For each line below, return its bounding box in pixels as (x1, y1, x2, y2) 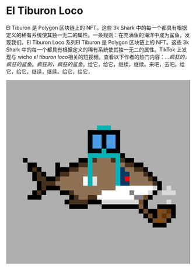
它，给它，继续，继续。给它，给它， (6, 68, 93, 75)
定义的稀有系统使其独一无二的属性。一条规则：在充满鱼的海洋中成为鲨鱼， (6, 31, 185, 39)
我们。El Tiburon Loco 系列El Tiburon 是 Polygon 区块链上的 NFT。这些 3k (10, 39, 190, 46)
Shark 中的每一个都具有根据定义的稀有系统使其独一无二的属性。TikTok (6, 46, 176, 53)
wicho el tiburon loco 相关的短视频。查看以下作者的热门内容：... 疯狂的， (17, 53, 190, 60)
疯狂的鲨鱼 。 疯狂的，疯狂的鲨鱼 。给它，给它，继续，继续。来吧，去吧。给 (6, 60, 185, 68)
